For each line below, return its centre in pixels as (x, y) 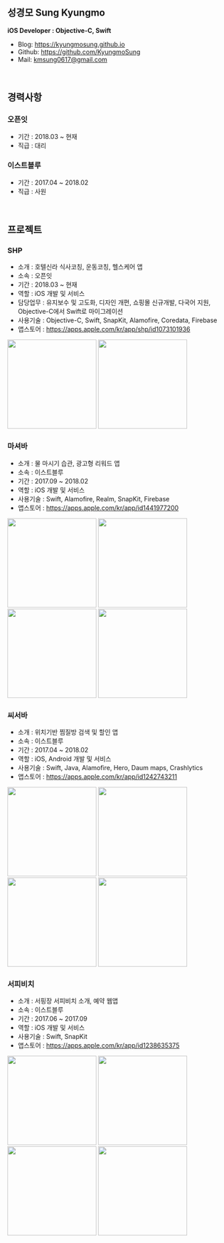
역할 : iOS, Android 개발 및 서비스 (64, 759)
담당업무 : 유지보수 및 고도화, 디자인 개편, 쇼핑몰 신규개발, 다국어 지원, (114, 302)
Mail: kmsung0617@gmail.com (63, 59)
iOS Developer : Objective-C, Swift (59, 30)
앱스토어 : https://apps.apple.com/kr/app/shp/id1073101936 (104, 329)
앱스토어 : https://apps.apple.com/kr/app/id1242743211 (97, 777)
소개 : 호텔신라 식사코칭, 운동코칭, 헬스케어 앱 (80, 267)
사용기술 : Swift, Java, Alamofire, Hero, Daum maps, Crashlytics (110, 768)
